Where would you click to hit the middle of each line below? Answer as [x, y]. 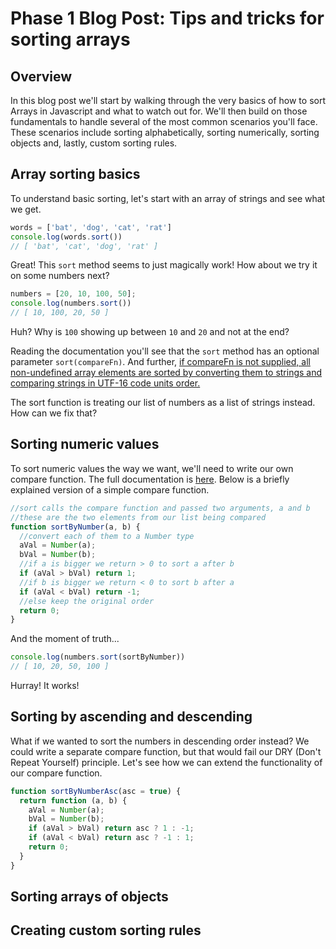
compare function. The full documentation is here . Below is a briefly [150, 479]
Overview [41, 76]
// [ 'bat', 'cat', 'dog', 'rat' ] [84, 246]
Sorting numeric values [85, 444]
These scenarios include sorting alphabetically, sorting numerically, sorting [165, 132]
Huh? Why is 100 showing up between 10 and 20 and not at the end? [150, 332]
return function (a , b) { [73, 800]
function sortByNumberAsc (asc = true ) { [96, 791]
